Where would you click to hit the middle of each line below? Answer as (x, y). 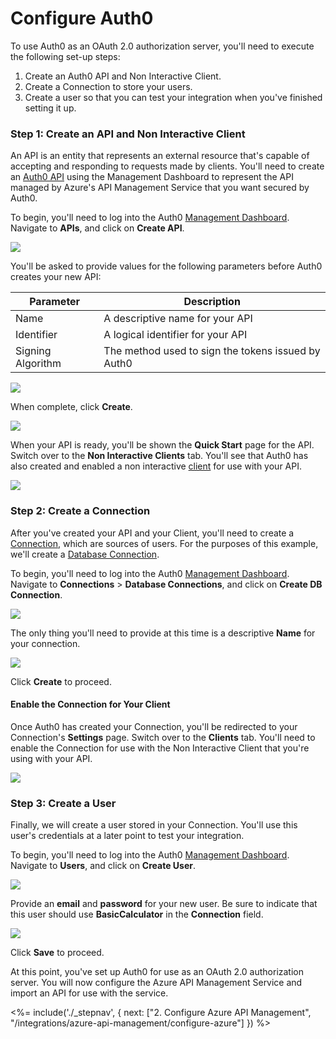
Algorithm (38, 364)
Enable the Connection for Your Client (90, 704)
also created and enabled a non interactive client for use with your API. (156, 466)
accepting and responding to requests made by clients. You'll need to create (167, 166)
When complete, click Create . (71, 407)
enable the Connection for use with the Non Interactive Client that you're (160, 748)
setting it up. (50, 108)
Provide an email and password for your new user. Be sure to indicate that (164, 904)
